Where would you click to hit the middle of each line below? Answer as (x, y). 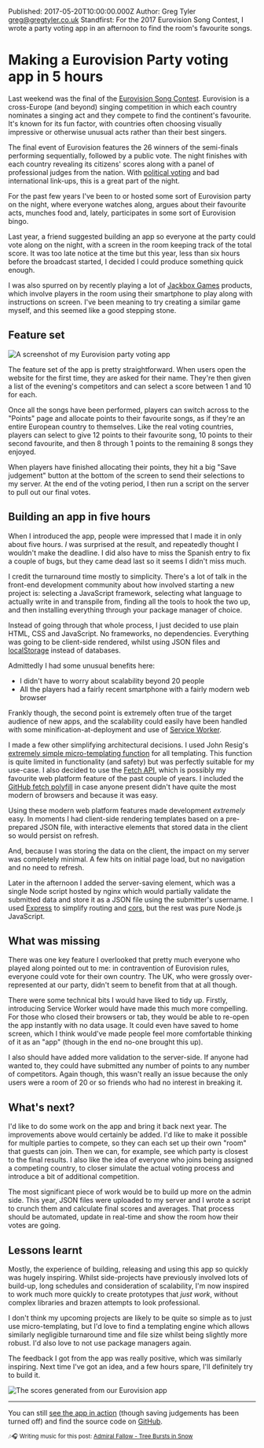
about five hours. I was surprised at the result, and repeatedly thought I (123, 544)
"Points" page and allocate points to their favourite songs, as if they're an (127, 418)
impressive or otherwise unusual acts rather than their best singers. (117, 132)
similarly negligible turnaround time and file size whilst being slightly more (128, 1334)
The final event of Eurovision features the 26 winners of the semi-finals (123, 147)
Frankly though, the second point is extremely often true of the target (120, 713)
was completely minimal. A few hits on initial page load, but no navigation (126, 859)
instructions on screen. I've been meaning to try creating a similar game (125, 302)
